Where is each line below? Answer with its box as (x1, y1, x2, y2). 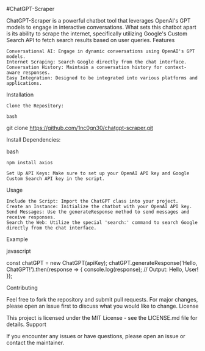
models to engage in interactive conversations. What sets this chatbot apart (6, 24, 196, 31)
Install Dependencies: (6, 136, 61, 143)
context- (164, 64, 187, 70)
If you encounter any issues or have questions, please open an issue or (6, 333, 185, 339)
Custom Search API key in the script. (6, 176, 105, 182)
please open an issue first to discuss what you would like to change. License (6, 302, 199, 309)
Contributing (6, 284, 38, 291)
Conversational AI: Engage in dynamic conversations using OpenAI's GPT (6, 48, 195, 54)
